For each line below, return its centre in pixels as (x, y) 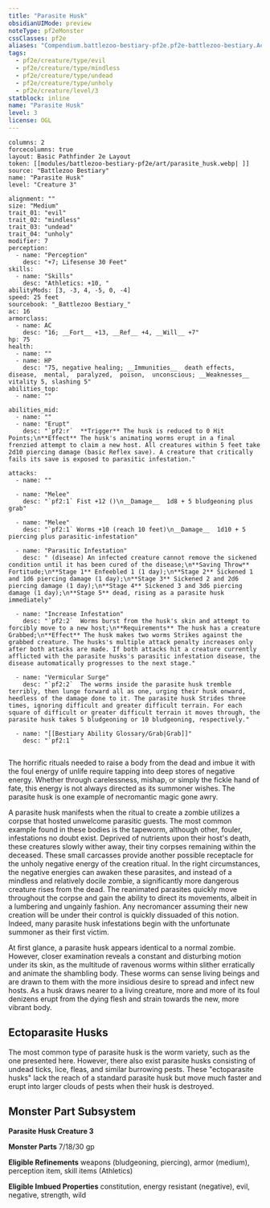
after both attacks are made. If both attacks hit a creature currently (133, 649)
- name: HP (34, 360)
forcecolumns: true (41, 150)
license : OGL (30, 121)
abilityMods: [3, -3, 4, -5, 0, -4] (70, 290)
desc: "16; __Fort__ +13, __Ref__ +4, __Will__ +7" (111, 332)
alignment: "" (32, 199)
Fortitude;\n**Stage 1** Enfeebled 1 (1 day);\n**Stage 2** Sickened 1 (131, 572)
